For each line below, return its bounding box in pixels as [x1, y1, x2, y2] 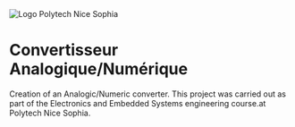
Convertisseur [9, 40, 119, 61]
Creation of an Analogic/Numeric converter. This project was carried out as [9, 89, 286, 99]
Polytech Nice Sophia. [9, 107, 91, 118]
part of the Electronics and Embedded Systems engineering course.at [9, 97, 266, 108]
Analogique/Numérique [9, 59, 189, 80]
